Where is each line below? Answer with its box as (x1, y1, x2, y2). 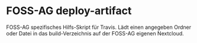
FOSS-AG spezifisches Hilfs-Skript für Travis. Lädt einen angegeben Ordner (6, 24, 191, 31)
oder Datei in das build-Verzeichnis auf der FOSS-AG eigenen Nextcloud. (6, 29, 185, 37)
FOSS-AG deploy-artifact (6, 4, 132, 18)
